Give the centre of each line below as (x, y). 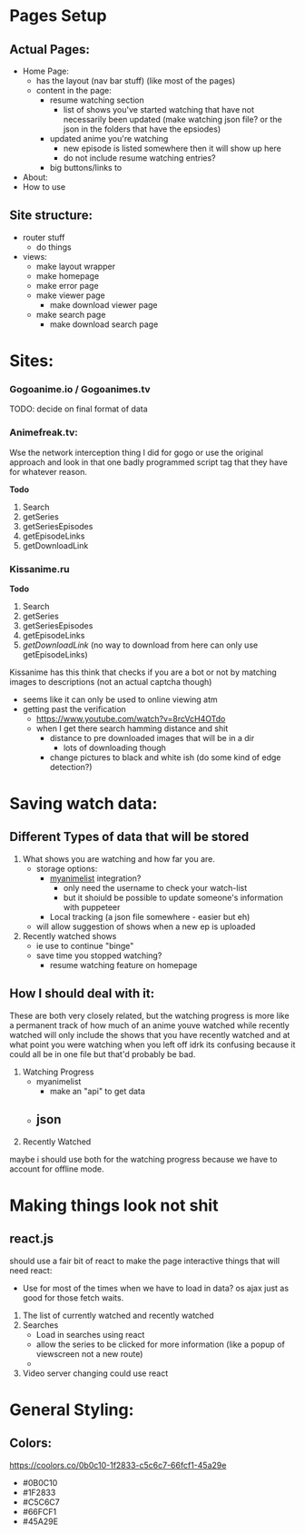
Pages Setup (58, 16)
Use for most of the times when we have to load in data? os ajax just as (155, 1288)
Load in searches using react (90, 1334)
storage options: (67, 868)
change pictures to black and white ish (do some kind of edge (165, 757)
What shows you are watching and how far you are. (119, 858)
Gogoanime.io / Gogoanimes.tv (80, 389)
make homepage (68, 276)
